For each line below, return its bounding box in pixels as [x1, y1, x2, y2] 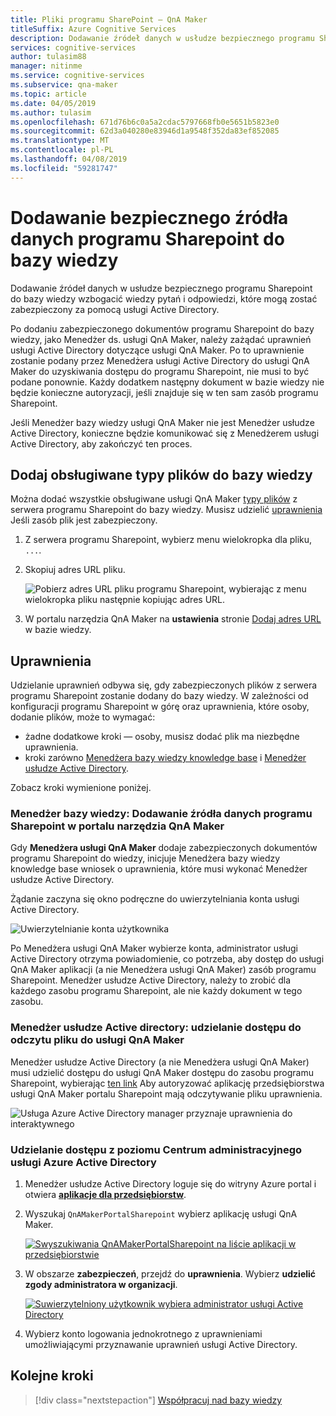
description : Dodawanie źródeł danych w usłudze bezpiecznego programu [10, 33, 315, 43]
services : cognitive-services [10, 42, 137, 53]
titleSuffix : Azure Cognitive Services [10, 24, 177, 34]
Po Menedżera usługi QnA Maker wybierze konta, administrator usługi [10, 942, 298, 955]
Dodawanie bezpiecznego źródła [10, 206, 289, 229]
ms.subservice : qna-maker [10, 80, 118, 90]
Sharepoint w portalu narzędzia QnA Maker [10, 819, 225, 833]
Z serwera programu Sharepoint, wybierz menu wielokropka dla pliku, [24, 534, 313, 546]
